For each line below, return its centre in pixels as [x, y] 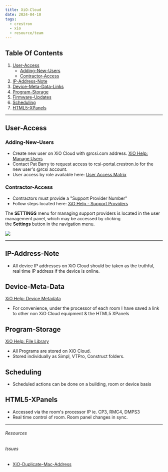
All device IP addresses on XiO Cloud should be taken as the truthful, [83, 266]
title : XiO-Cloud [23, 10]
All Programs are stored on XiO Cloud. [51, 351]
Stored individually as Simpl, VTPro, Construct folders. [68, 356]
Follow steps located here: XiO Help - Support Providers [70, 203]
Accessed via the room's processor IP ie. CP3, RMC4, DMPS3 [76, 412]
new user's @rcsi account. [40, 169]
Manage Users [27, 158]
